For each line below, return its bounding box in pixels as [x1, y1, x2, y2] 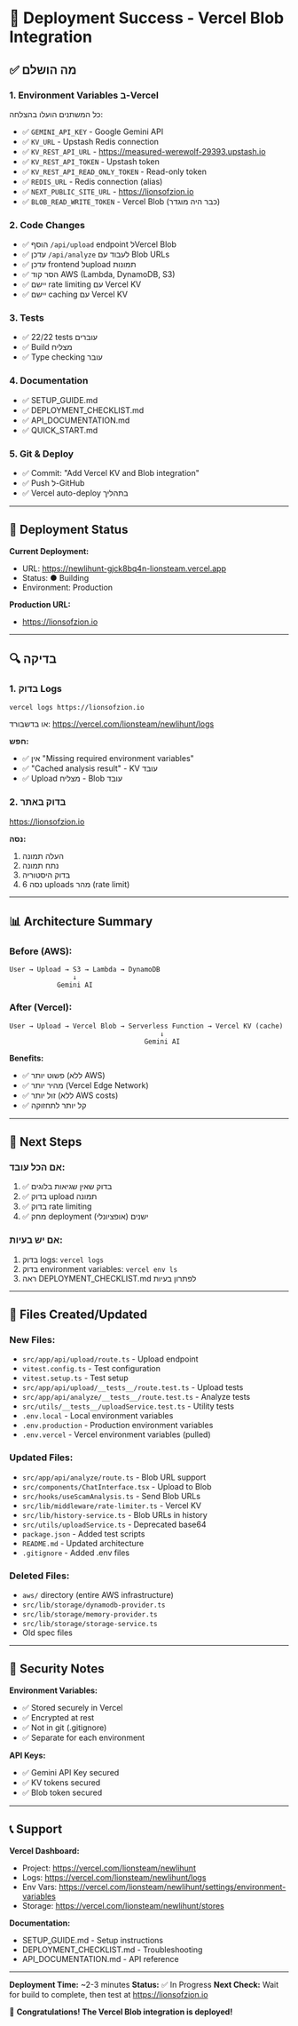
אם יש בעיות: [9, 1234, 64, 1246]
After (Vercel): [9, 1001, 73, 1013]
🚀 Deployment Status [9, 522, 129, 537]
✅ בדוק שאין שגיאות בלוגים [21, 1181, 113, 1192]
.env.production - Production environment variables [21, 1420, 214, 1431]
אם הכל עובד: [9, 1161, 66, 1173]
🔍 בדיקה [9, 652, 58, 667]
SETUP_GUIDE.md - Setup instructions [21, 1935, 164, 1945]
